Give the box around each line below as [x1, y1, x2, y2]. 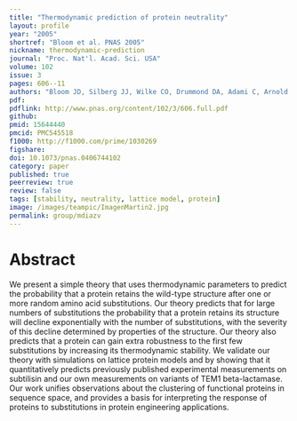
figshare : [9, 145, 46, 154]
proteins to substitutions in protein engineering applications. [9, 401, 229, 412]
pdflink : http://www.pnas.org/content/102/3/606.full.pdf [9, 104, 229, 113]
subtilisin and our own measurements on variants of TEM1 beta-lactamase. [9, 373, 283, 384]
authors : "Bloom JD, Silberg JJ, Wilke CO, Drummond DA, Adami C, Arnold [9, 87, 289, 96]
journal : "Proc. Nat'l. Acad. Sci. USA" [9, 54, 162, 63]
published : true [9, 170, 69, 179]
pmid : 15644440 [9, 121, 66, 130]
